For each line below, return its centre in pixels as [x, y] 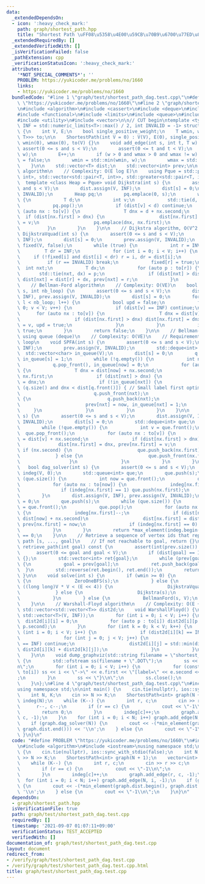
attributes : [27, 69]
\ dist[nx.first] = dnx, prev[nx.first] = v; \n [96, 444]
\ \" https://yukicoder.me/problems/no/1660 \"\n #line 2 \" [92, 103]
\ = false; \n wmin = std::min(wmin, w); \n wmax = [101, 160]
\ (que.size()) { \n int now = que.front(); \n [91, 479]
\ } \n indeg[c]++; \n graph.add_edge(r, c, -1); [108, 775]
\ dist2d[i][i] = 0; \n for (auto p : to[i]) [91, 621]
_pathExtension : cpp [38, 58]
